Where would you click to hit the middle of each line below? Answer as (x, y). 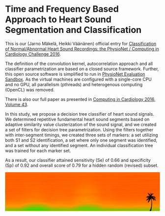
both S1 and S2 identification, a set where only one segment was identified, (81, 140)
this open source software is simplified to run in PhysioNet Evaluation (75, 74)
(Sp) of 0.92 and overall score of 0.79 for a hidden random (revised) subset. (82, 165)
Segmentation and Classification (73, 30)
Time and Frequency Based (62, 9)
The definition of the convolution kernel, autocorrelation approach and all (79, 63)
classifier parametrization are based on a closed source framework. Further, (82, 69)
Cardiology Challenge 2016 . (33, 54)
